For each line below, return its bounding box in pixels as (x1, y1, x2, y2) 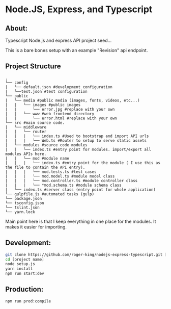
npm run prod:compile (5, 298, 51, 304)
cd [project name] (5, 256, 44, 262)
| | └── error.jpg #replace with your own (5, 107, 115, 112)
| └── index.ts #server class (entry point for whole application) (5, 187, 156, 192)
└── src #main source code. (5, 120, 65, 125)
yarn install (5, 266, 33, 271)
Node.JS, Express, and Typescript (5, 4, 153, 15)
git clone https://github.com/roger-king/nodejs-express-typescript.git (5, 252, 163, 257)
